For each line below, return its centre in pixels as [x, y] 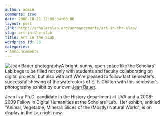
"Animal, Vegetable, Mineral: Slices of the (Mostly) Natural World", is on [79, 107]
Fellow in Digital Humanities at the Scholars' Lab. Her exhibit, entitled [89, 102]
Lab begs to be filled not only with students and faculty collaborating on [79, 71]
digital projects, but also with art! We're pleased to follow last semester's [80, 76]
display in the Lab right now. [34, 112]
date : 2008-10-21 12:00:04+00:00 [40, 19]
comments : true [21, 14]
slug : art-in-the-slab [29, 33]
